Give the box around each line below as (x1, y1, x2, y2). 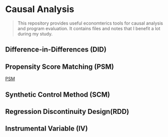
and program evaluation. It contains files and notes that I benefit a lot (17, 25, 160, 31)
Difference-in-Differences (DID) (5, 45, 107, 54)
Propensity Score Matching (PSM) (5, 62, 114, 71)
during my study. (17, 31, 53, 37)
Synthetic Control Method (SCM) (5, 90, 110, 99)
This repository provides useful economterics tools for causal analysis (17, 20, 163, 26)
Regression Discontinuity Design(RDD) (5, 107, 129, 116)
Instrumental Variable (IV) (5, 124, 88, 133)
